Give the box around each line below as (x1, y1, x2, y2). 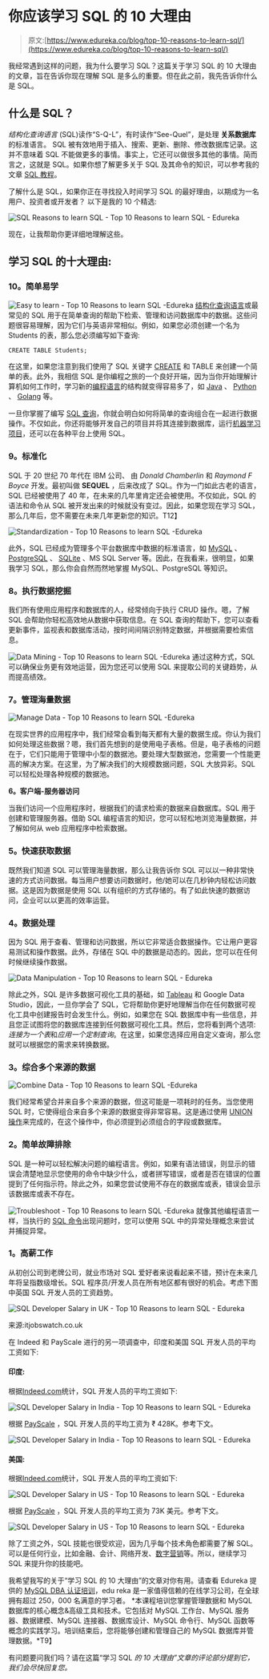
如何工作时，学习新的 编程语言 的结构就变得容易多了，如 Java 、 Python (22, 381, 257, 391)
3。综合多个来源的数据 (8, 1061, 96, 1072)
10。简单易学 (8, 281, 58, 293)
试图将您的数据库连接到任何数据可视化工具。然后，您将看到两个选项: (29, 1019, 256, 1029)
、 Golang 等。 (8, 392, 58, 402)
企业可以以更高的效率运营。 (22, 895, 114, 905)
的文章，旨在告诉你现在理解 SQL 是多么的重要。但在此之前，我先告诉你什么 (8, 71, 258, 80)
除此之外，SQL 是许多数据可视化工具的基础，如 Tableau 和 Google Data (8, 989, 245, 999)
